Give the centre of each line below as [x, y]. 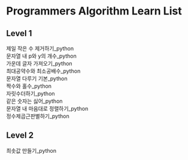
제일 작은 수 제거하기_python [40, 48]
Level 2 [20, 136]
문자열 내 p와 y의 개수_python [41, 56]
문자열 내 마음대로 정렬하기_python [47, 109]
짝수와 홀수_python [29, 86]
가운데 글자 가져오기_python [40, 63]
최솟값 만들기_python [31, 150]
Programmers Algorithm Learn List [94, 11]
